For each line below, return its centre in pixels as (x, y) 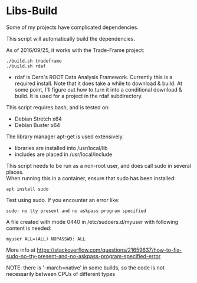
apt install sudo (27, 189)
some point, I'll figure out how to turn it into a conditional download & (98, 89)
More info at (21, 250)
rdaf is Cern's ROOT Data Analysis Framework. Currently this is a (93, 77)
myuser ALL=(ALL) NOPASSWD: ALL (46, 239)
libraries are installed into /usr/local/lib (61, 148)
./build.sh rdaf (26, 66)
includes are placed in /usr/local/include (63, 154)
